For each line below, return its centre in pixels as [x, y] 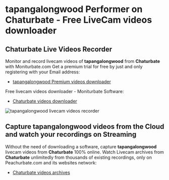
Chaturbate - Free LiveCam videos [79, 20]
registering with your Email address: [43, 72]
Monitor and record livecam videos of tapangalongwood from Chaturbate [83, 61]
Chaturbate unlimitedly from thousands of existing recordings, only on [79, 157]
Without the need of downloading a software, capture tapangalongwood [81, 146]
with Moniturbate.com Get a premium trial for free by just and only [74, 67]
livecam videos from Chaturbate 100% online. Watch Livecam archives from [84, 152]
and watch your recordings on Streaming [71, 134]
